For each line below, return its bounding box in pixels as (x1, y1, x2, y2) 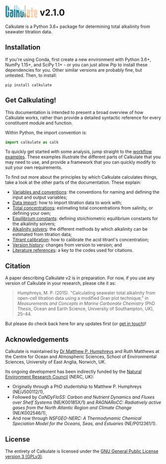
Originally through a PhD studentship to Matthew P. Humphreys (12, 383, 142, 390)
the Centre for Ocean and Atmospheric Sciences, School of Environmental (5, 353, 157, 360)
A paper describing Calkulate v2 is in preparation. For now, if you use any (5, 275, 155, 281)
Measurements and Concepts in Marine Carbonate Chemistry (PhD (17, 301, 155, 307)
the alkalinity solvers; (12, 221, 56, 227)
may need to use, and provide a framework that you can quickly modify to (5, 159, 156, 165)
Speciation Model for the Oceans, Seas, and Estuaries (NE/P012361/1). (12, 421, 157, 427)
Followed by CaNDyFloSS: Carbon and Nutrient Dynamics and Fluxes (12, 394, 155, 400)
